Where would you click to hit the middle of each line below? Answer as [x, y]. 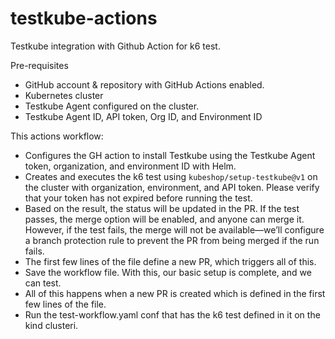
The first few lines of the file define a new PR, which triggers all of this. [170, 261]
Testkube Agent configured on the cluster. [112, 106]
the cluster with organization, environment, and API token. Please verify [172, 187]
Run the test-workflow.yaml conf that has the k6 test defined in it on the [172, 314]
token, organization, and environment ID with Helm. [130, 166]
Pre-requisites [39, 65]
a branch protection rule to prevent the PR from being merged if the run [172, 240]
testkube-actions [84, 18]
